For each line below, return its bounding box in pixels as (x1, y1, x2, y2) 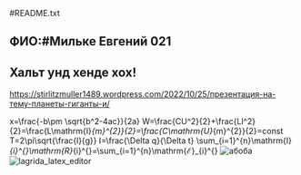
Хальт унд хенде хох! (9, 64, 137, 80)
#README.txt (9, 8, 61, 18)
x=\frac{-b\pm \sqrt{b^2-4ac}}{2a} (9, 116, 141, 127)
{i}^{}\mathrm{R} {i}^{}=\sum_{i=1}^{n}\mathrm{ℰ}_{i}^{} (9, 145, 218, 157)
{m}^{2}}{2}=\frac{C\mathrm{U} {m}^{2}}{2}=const (91, 126, 284, 137)
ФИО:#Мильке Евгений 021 (9, 34, 172, 49)
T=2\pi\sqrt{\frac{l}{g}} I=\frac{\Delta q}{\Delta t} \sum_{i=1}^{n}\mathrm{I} (9, 135, 293, 146)
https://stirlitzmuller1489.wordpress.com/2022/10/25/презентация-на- (9, 89, 276, 100)
